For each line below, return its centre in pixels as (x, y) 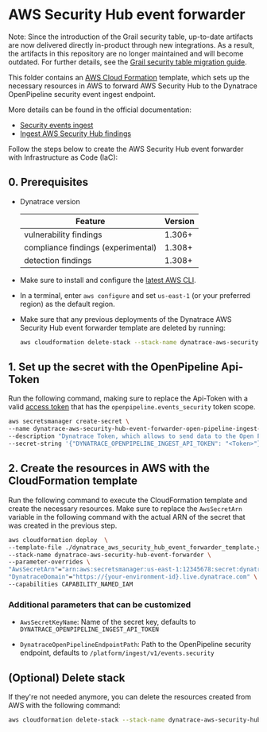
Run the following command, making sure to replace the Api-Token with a (128, 398)
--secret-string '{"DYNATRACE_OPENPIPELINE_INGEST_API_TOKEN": (115, 444)
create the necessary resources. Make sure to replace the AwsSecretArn (125, 508)
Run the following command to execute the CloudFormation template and (128, 500)
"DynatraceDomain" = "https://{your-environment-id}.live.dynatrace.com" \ (133, 577)
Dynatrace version (50, 201)
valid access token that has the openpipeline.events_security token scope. (132, 407)
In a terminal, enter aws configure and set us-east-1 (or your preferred (135, 295)
